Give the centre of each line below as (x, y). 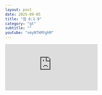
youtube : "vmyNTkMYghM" (30, 33)
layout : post (18, 10)
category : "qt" (21, 24)
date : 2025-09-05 (23, 14)
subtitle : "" (18, 28)
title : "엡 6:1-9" (23, 19)
